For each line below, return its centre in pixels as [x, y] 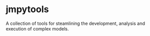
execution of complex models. [37, 28]
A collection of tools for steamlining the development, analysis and [76, 23]
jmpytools [27, 9]
